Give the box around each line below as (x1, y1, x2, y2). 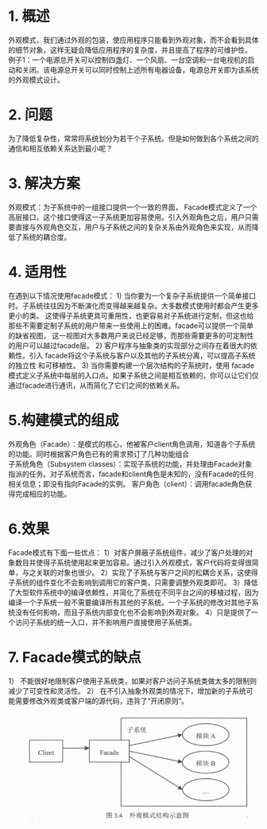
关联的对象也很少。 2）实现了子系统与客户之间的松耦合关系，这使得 (35, 567, 258, 577)
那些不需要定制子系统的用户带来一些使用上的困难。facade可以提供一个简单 (8, 320, 254, 330)
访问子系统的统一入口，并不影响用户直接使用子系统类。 (14, 617, 196, 627)
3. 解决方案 (8, 174, 81, 193)
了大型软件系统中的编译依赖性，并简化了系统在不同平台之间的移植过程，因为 (8, 587, 259, 597)
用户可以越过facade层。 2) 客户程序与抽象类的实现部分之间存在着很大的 (14, 340, 251, 350)
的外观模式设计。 (8, 75, 64, 84)
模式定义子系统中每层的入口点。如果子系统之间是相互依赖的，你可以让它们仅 (8, 370, 259, 380)
